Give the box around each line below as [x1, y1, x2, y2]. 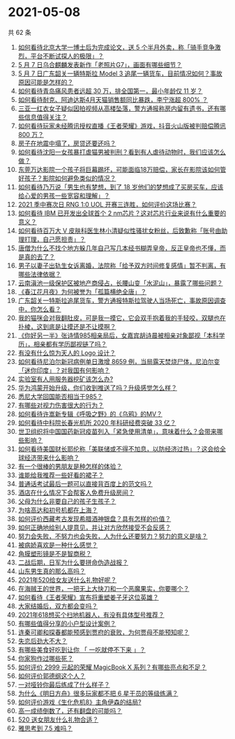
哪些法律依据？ [17, 270, 61, 278]
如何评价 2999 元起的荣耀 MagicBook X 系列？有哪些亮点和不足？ [17, 663, 207, 671]
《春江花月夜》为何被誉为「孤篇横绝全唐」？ [17, 287, 147, 295]
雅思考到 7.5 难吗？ [17, 724, 73, 732]
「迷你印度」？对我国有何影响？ [17, 366, 110, 374]
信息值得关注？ [24, 112, 68, 121]
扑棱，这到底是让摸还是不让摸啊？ [17, 322, 116, 330]
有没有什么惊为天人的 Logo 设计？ [17, 349, 116, 357]
